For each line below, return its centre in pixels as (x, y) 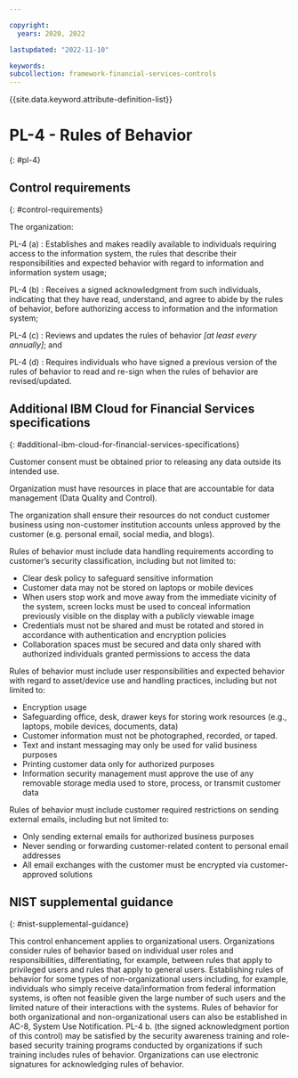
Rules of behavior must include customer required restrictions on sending (144, 809)
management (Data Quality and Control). (84, 498)
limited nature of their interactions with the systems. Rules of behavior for (144, 1007)
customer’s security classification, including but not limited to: (123, 560)
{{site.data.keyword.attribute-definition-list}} (91, 100)
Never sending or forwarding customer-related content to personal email (155, 845)
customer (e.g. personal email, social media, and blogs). (112, 534)
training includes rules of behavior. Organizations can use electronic (134, 1054)
